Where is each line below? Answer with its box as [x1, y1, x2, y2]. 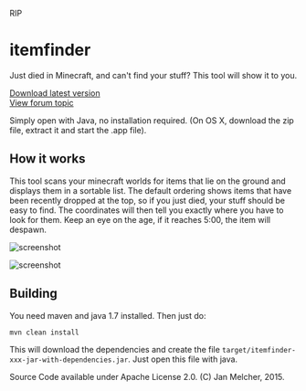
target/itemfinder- [222, 345, 297, 354]
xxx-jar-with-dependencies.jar [9, 355, 129, 365]
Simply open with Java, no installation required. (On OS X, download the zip [9, 114, 294, 126]
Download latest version [9, 87, 100, 99]
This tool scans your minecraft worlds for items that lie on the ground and [9, 175, 286, 186]
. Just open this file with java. [127, 354, 238, 365]
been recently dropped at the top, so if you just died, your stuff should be [9, 195, 286, 206]
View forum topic [9, 97, 75, 108]
